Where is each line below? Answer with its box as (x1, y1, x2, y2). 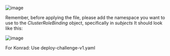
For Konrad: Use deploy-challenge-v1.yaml (5, 45, 96, 50)
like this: (5, 25, 23, 31)
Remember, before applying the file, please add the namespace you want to (5, 15, 165, 20)
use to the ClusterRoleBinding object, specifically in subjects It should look (5, 20, 163, 26)
